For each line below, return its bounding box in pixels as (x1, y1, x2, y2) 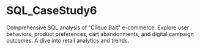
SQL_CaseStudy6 (6, 4, 97, 18)
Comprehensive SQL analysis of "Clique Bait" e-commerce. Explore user (6, 24, 190, 31)
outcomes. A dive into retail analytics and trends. (6, 37, 130, 44)
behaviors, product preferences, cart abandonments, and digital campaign (6, 30, 194, 37)
